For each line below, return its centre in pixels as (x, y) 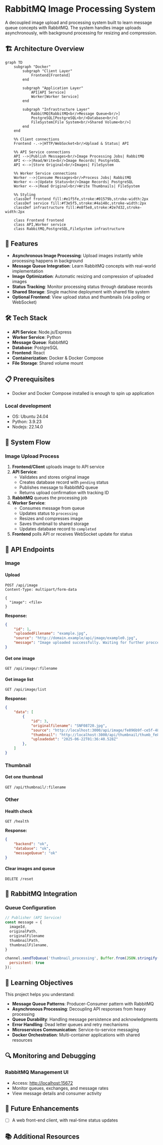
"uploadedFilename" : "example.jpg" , (51, 634)
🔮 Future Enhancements (42, 1108)
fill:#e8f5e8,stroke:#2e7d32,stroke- (104, 207)
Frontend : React (28, 353)
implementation (28, 271)
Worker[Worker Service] (55, 97)
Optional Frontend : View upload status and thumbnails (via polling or (81, 297)
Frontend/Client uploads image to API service (58, 467)
